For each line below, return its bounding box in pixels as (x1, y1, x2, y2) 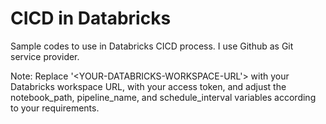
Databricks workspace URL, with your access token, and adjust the (10, 80, 287, 92)
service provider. (10, 50, 80, 62)
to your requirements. (10, 102, 100, 114)
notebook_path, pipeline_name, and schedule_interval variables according (10, 91, 317, 103)
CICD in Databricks (10, 7, 172, 30)
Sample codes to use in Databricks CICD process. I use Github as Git (10, 40, 294, 52)
